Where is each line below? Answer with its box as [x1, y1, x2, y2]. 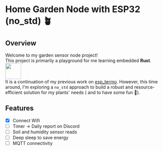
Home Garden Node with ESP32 [5, 4, 140, 15]
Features [5, 104, 34, 113]
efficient [5, 89, 23, 95]
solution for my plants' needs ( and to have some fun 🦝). [23, 89, 140, 95]
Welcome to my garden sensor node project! [5, 52, 98, 58]
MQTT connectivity [12, 140, 53, 146]
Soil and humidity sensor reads [12, 129, 77, 135]
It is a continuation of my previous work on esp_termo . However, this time [5, 79, 158, 84]
